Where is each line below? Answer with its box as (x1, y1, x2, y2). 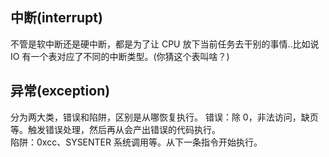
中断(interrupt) (10, 9, 103, 27)
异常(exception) (10, 83, 111, 100)
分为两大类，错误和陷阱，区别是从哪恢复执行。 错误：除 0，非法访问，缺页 (10, 111, 319, 123)
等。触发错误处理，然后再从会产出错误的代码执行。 (10, 123, 221, 135)
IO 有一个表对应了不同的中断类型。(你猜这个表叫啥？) (10, 50, 230, 62)
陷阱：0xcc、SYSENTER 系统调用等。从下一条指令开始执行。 (10, 136, 263, 148)
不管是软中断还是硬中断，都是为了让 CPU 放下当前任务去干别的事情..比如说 (10, 38, 320, 50)
